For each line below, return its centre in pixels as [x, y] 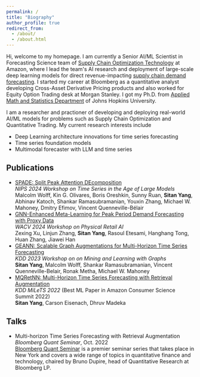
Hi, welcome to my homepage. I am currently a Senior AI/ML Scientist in [95, 56]
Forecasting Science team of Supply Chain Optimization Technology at [93, 63]
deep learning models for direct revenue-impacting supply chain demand [96, 75]
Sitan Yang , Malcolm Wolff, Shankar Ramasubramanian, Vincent [94, 265]
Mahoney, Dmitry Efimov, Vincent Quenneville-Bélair [79, 208]
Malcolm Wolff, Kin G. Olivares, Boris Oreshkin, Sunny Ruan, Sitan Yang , [104, 195]
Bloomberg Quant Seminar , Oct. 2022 [61, 342]
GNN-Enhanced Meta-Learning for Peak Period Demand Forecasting [99, 214]
